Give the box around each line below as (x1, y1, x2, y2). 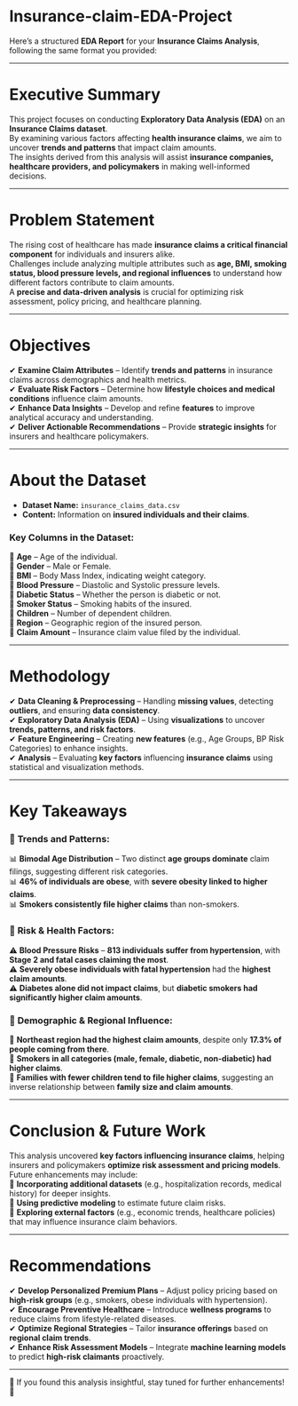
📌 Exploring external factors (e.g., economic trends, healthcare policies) (9, 1206, 276, 1218)
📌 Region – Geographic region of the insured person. (9, 617, 202, 628)
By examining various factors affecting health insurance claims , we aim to (9, 132, 282, 143)
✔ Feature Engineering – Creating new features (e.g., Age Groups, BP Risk (9, 733, 285, 743)
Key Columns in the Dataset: (9, 531, 135, 544)
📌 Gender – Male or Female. (9, 560, 112, 571)
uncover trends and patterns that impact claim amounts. (9, 142, 217, 153)
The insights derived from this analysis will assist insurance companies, (9, 151, 274, 162)
